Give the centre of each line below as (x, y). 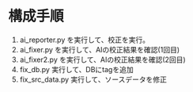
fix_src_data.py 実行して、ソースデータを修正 (93, 79)
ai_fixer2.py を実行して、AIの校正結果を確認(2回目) (102, 59)
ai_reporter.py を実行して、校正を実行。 (85, 40)
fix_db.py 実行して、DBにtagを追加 (76, 69)
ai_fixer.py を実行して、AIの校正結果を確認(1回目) (100, 49)
